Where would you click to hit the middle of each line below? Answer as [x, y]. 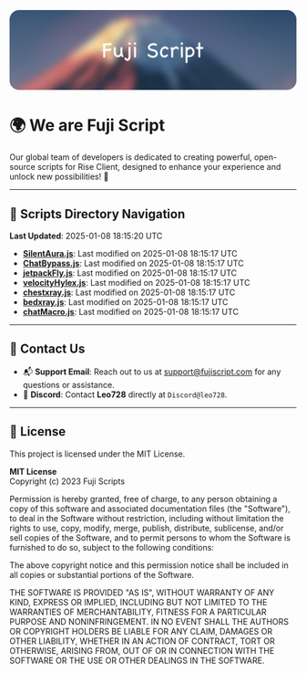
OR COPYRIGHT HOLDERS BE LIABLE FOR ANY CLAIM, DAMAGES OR [141, 631]
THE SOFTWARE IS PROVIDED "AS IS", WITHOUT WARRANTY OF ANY [142, 592]
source [23, 167]
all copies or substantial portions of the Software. [102, 574]
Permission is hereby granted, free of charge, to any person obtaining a [143, 499]
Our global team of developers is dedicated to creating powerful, [131, 157]
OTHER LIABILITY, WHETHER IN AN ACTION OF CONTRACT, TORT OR [142, 641]
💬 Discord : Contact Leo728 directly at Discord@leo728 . [125, 394]
